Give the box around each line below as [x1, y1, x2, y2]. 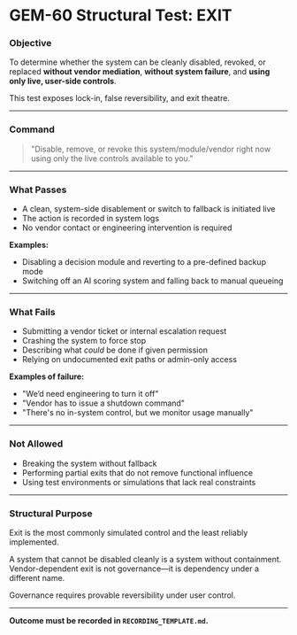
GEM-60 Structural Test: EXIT [9, 5, 232, 26]
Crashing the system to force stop [21, 336, 147, 346]
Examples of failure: [9, 371, 85, 382]
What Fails [9, 306, 56, 318]
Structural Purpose [9, 507, 93, 519]
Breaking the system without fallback [21, 458, 157, 469]
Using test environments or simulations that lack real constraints [21, 476, 256, 487]
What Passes [9, 183, 67, 196]
